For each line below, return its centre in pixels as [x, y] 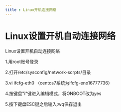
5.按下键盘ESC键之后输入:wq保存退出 [44, 104]
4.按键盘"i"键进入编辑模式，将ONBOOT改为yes [53, 93]
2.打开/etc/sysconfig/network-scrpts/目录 [48, 72]
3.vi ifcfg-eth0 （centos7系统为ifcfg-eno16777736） [59, 82]
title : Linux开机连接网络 [31, 10]
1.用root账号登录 [22, 61]
